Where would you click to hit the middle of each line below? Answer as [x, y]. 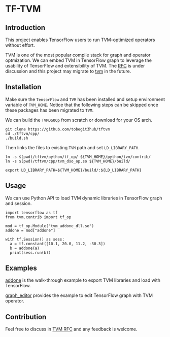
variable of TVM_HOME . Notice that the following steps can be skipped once [82, 105]
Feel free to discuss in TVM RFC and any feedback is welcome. [71, 329]
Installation [23, 87]
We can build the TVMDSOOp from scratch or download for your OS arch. [79, 120]
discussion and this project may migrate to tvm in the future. [68, 71]
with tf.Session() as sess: [35, 239]
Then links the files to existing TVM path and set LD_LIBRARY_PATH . [72, 147]
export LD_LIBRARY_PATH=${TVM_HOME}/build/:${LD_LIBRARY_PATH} [74, 170]
